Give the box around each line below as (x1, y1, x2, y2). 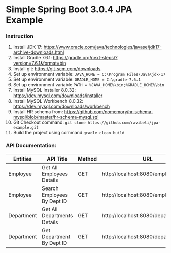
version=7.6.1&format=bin (13, 60, 66, 67)
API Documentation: (6, 142, 57, 149)
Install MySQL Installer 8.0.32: (13, 87, 76, 93)
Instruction (6, 33, 34, 40)
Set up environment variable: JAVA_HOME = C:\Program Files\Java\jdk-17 (13, 71, 166, 77)
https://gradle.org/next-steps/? (53, 55, 118, 61)
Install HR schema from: (13, 109, 63, 115)
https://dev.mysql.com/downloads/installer (13, 92, 103, 99)
